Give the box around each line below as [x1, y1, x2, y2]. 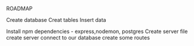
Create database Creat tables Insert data [6, 17, 106, 23]
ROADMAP [6, 5, 33, 12]
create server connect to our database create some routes [6, 34, 150, 41]
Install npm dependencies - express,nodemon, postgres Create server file [6, 28, 188, 35]
